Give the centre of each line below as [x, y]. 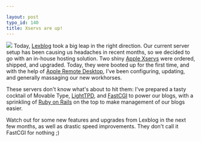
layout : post [22, 17]
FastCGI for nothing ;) [33, 133]
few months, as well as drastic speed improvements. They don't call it [92, 126]
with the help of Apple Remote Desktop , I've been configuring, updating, [96, 71]
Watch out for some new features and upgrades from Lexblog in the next [96, 120]
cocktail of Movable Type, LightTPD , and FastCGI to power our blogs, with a [100, 96]
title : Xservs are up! [34, 28]
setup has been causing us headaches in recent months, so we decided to [98, 52]
